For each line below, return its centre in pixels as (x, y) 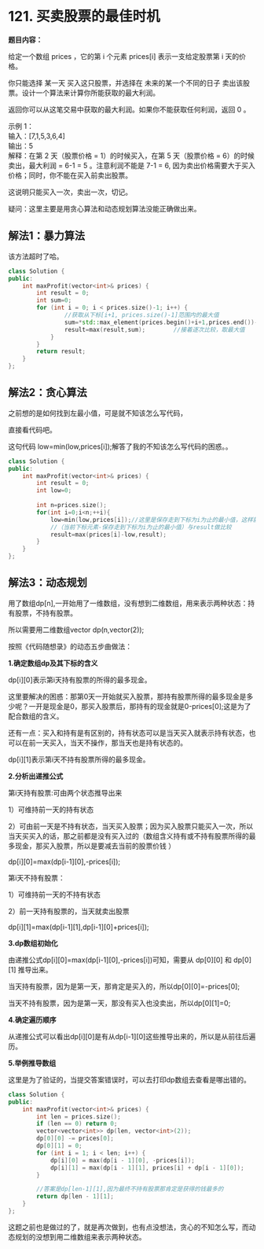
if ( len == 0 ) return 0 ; (77, 1124)
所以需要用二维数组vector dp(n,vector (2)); (76, 630)
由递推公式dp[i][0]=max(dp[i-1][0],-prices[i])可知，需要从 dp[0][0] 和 (120, 960)
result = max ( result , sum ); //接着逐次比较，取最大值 (154, 329)
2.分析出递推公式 (36, 776)
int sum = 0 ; (54, 300)
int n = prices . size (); (72, 505)
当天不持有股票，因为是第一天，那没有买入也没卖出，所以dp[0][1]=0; (119, 1003)
